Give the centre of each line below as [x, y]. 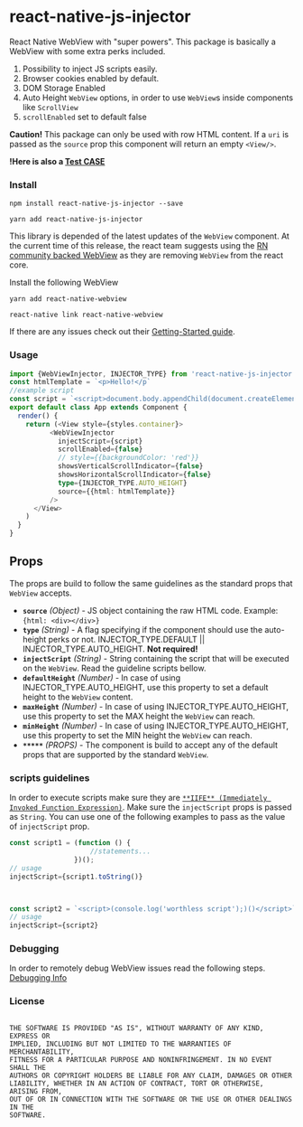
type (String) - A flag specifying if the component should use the [142, 629]
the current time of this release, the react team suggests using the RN [139, 246]
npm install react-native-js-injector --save [96, 204]
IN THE [22, 1107]
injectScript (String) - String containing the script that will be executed [156, 658]
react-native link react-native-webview [87, 315]
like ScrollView [50, 107]
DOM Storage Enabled [64, 88]
